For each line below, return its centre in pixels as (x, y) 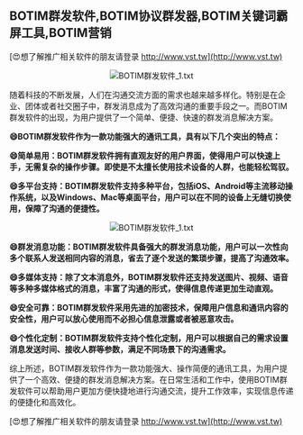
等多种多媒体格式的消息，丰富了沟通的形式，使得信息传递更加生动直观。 (143, 288)
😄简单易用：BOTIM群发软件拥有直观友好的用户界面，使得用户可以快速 (141, 155)
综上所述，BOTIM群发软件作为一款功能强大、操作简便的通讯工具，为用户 (144, 368)
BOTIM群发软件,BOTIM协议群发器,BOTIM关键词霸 (149, 16)
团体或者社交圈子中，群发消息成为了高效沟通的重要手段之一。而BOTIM (156, 105)
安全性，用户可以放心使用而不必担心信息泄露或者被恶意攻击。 (124, 319)
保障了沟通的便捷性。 (64, 208)
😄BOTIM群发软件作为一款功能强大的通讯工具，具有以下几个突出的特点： (145, 136)
